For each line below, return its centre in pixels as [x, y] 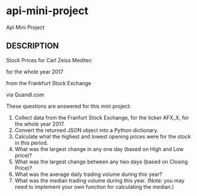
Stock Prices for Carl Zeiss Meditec [49, 60]
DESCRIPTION [32, 46]
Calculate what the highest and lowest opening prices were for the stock [103, 136]
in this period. [31, 143]
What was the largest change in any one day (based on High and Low [99, 149]
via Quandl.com [25, 94]
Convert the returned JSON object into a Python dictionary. [86, 130]
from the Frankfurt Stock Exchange [49, 83]
